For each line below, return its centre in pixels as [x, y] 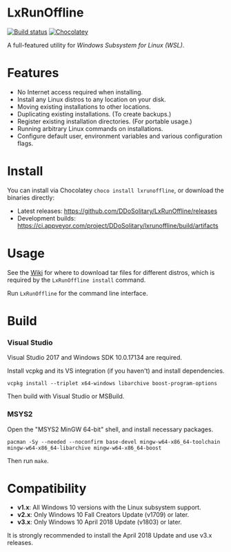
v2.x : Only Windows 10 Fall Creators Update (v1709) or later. [103, 515]
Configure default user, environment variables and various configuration [120, 136]
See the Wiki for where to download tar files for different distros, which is [111, 272]
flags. [25, 143]
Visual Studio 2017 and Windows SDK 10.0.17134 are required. [95, 358]
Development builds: [46, 218]
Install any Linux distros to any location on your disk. [92, 99]
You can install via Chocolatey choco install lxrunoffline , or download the [115, 190]
